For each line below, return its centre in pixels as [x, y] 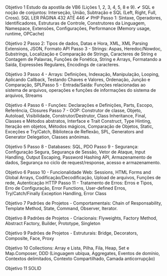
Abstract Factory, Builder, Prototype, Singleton [53, 223]
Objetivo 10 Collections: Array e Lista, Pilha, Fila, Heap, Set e [67, 248]
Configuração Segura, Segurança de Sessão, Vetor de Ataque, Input [75, 152]
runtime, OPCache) [25, 34]
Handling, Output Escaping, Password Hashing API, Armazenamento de [79, 157]
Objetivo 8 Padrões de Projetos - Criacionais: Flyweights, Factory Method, [81, 218]
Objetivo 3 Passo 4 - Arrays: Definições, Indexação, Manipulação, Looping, [82, 74]
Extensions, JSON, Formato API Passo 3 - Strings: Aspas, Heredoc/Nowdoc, [83, 49]
